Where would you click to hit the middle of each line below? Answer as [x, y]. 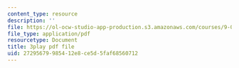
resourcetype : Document [43, 40]
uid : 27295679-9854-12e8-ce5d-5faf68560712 [73, 54]
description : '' [31, 21]
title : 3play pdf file [41, 47]
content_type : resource [43, 14]
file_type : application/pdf [49, 34]
